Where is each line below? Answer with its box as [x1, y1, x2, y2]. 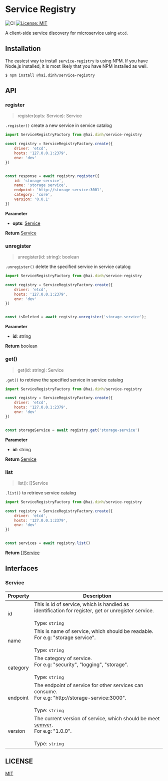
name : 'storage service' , [14, 183, 68, 188]
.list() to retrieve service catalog [5, 489, 76, 495]
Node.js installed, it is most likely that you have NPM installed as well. [5, 63, 148, 69]
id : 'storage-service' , [14, 178, 64, 183]
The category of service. [34, 655, 92, 662]
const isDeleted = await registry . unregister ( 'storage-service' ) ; [5, 315, 146, 320]
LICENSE [5, 757, 33, 766]
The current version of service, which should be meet [34, 715, 160, 722]
